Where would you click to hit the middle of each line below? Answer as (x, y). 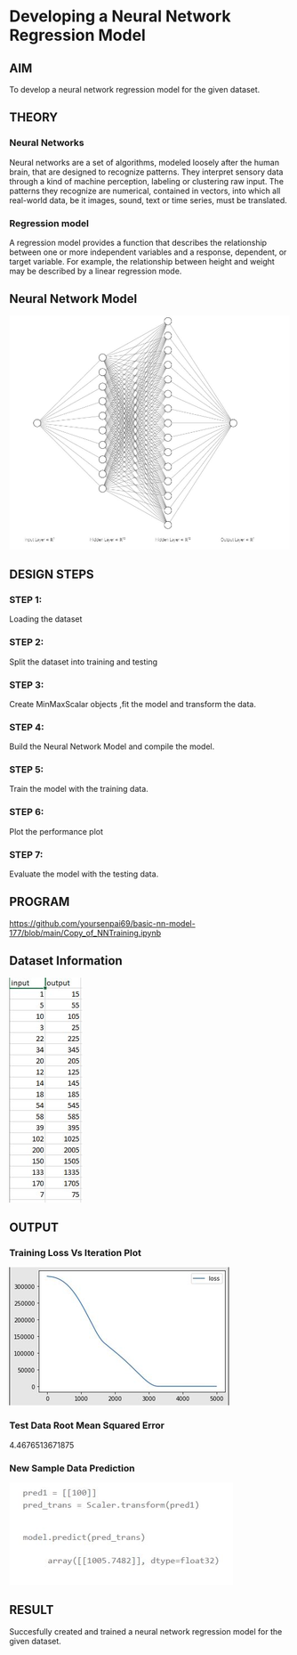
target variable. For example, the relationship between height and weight (142, 261)
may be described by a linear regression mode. (96, 271)
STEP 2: (27, 642)
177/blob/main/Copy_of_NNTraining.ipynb (85, 933)
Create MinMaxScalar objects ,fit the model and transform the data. (132, 704)
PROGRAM (40, 902)
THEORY (34, 118)
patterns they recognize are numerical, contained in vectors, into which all (145, 191)
